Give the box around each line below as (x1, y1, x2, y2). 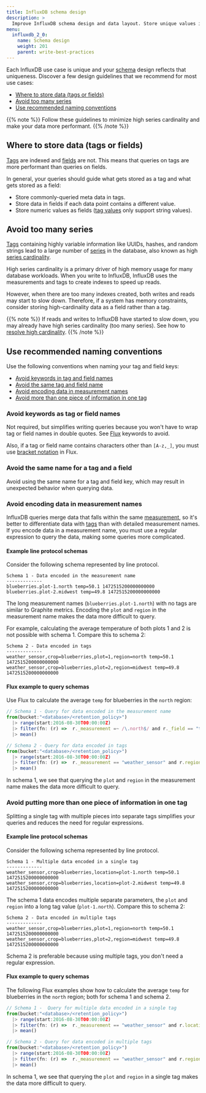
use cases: (6, 79, 34, 86)
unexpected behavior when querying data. (6, 484, 114, 492)
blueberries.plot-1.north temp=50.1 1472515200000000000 (6, 583, 155, 590)
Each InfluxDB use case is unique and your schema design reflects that (6, 66, 186, 73)
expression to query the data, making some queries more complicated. (6, 533, 185, 541)
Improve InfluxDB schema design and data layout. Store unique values (12, 20, 196, 26)
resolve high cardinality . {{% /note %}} (6, 328, 104, 336)
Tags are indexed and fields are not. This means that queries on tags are (6, 156, 189, 164)
